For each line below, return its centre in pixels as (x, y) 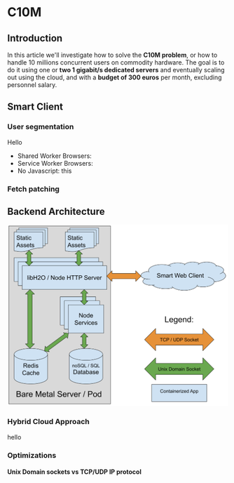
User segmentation (41, 127)
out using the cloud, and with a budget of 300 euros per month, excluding (115, 77)
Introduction (35, 38)
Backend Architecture (56, 212)
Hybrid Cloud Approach (48, 422)
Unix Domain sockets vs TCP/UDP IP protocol (74, 472)
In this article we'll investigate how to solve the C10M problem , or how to (112, 55)
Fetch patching (33, 189)
